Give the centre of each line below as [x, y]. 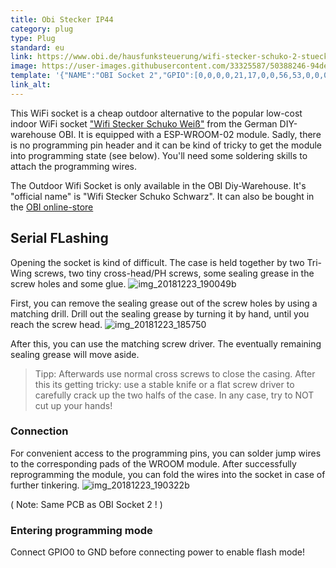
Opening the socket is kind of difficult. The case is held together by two [157, 262]
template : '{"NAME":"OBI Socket [77, 76]
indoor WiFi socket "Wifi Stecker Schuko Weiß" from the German [144, 123]
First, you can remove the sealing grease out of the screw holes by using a [164, 303]
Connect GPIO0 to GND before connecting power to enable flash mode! [158, 552]
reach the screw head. [56, 324]
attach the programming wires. [74, 166]
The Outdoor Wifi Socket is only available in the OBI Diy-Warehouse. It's [158, 185]
